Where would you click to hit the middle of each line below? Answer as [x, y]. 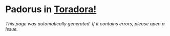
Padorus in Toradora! [51, 9]
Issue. [12, 29]
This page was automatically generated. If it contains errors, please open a [85, 23]
